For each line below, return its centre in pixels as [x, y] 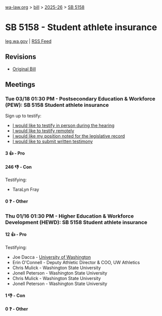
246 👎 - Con [18, 167]
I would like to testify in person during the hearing [63, 126]
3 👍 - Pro [15, 153]
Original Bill [24, 69]
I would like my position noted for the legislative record [69, 136]
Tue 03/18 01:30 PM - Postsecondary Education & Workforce [80, 99]
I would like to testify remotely [43, 131]
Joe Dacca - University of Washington [52, 257]
